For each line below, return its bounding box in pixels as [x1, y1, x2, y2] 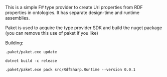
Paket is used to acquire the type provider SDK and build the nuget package [5, 25, 162, 31]
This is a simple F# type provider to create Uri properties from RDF [5, 5, 143, 10]
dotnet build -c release [5, 58, 57, 63]
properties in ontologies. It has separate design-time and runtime [5, 10, 139, 16]
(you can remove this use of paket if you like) [5, 30, 99, 36]
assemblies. [5, 15, 30, 21]
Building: [5, 40, 24, 46]
